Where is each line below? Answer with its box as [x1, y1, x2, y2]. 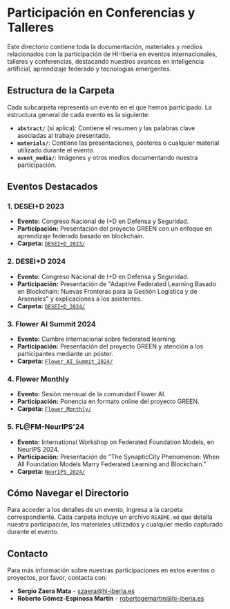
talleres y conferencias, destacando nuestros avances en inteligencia [7, 57, 204, 65]
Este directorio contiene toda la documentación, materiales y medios [7, 42, 202, 51]
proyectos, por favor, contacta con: [7, 574, 108, 582]
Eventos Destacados [7, 181, 98, 193]
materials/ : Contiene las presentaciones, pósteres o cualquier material [17, 139, 220, 147]
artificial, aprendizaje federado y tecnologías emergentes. [7, 64, 171, 73]
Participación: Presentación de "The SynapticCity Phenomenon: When [17, 452, 220, 461]
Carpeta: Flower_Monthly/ [17, 405, 92, 413]
